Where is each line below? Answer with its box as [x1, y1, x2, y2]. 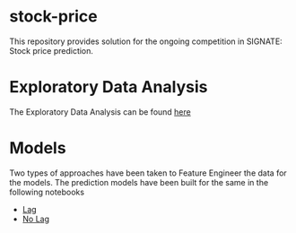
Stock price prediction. [9, 45, 94, 56]
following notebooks [9, 186, 85, 197]
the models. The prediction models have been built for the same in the [9, 177, 269, 187]
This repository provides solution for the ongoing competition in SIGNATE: [9, 36, 283, 47]
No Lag [22, 213, 50, 224]
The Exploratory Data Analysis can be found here [9, 106, 191, 117]
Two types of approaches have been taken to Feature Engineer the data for [9, 168, 287, 178]
